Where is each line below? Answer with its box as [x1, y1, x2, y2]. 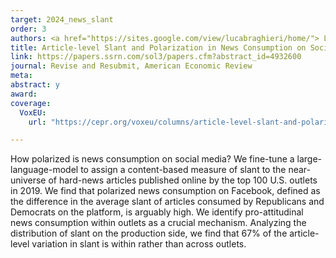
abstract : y [10, 80, 60, 90]
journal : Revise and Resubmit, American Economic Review [10, 61, 253, 71]
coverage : [10, 98, 52, 108]
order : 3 [10, 24, 47, 34]
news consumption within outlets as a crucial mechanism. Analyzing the [10, 217, 307, 229]
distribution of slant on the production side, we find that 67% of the [10, 227, 288, 240]
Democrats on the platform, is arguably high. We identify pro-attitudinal [10, 206, 304, 218]
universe [10, 174, 47, 186]
